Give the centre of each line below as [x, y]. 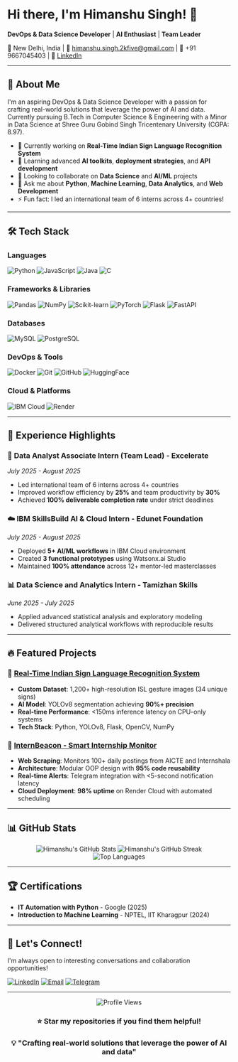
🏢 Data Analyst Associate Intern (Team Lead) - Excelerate [108, 456]
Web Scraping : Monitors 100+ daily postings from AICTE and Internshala [124, 761]
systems [30, 719]
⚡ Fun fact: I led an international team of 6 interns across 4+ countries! [121, 199]
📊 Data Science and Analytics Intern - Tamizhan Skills [103, 584]
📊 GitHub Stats [42, 828]
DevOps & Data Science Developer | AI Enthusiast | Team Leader [104, 34]
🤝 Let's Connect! [45, 944]
